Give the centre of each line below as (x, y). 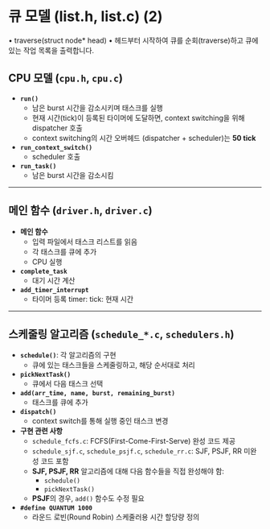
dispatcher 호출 (57, 128)
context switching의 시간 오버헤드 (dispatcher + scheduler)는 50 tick (144, 138)
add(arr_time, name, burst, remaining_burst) (97, 394)
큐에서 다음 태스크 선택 (67, 384)
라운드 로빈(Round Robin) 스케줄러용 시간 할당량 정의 (116, 517)
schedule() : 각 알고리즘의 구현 (68, 355)
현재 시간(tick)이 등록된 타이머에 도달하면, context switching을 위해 (138, 118)
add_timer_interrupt (54, 290)
